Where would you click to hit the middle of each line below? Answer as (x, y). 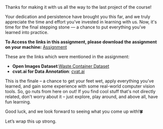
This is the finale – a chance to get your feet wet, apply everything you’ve (80, 81)
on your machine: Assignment (36, 47)
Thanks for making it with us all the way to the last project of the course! (78, 7)
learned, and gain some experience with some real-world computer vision (80, 86)
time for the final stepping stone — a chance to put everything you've (76, 27)
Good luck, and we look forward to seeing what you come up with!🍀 (74, 111)
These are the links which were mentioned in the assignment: (67, 57)
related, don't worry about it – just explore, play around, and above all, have (82, 97)
